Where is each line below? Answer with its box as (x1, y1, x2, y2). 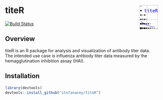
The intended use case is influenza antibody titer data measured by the (5, 53, 147, 58)
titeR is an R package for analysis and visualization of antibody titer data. (5, 47, 150, 53)
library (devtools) (5, 85, 42, 90)
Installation (5, 72, 40, 80)
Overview (5, 35, 35, 43)
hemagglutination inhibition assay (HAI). (5, 58, 85, 64)
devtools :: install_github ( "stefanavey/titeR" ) (5, 90, 101, 95)
